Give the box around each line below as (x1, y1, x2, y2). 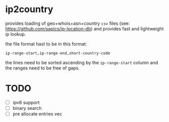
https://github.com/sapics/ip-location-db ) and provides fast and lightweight (5, 25, 164, 31)
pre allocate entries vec (12, 111, 63, 117)
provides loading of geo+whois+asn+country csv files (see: (5, 20, 130, 26)
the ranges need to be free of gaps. (5, 65, 80, 71)
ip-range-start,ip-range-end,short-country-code (5, 51, 110, 56)
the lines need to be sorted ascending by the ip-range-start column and (5, 59, 158, 65)
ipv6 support (12, 99, 40, 105)
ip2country (5, 4, 53, 15)
